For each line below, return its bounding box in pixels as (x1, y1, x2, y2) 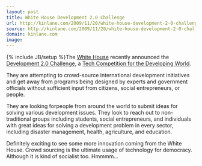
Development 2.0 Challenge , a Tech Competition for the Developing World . (6, 60, 191, 67)
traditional (6, 115, 31, 123)
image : (6, 37, 23, 43)
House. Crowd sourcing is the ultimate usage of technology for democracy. (6, 146, 192, 153)
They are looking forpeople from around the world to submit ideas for (6, 103, 179, 109)
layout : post (6, 8, 39, 15)
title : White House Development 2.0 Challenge (6, 14, 125, 21)
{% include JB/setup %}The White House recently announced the (6, 54, 170, 60)
